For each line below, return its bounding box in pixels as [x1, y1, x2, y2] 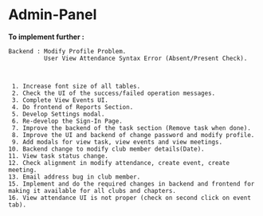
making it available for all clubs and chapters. [8, 187, 177, 194]
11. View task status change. [8, 151, 109, 160]
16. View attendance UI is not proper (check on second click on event [8, 194, 251, 202]
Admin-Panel [8, 6, 97, 24]
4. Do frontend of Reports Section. [11, 103, 134, 111]
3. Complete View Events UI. [11, 96, 109, 104]
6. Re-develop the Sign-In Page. [11, 117, 124, 125]
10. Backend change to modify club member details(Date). [8, 145, 205, 153]
